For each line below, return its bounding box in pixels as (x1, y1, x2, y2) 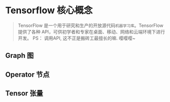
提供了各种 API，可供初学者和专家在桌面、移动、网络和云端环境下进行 (17, 28, 165, 35)
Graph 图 (5, 51, 34, 60)
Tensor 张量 (5, 89, 43, 98)
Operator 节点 (5, 70, 50, 79)
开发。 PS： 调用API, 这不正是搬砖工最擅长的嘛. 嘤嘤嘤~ (17, 35, 136, 41)
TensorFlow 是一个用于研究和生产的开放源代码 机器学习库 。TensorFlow (17, 22, 164, 28)
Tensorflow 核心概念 (5, 5, 93, 16)
